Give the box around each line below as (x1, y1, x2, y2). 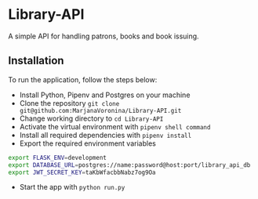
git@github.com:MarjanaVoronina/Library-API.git (19, 107, 182, 114)
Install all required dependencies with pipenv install (19, 130, 192, 139)
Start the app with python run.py (19, 183, 125, 192)
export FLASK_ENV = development (8, 154, 107, 161)
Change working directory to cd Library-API (19, 114, 164, 123)
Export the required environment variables (19, 139, 157, 148)
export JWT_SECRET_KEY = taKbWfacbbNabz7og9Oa (8, 168, 156, 176)
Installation (8, 54, 64, 67)
